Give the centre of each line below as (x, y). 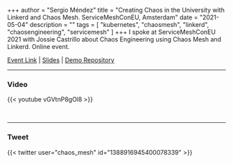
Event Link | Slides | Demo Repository (61, 60)
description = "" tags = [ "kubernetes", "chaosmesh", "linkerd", (119, 25)
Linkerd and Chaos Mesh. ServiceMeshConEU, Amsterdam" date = (103, 17)
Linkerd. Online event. (38, 47)
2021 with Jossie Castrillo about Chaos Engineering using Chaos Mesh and (114, 39)
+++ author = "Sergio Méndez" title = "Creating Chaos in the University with (116, 10)
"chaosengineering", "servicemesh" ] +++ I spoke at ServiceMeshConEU (112, 32)
